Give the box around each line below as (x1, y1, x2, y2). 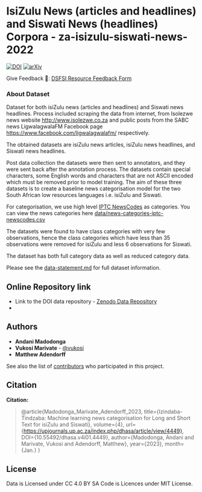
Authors (6, 322, 38, 332)
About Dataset (6, 90, 50, 98)
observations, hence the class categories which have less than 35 (6, 234, 171, 242)
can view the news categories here (6, 210, 93, 217)
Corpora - (6, 30, 56, 44)
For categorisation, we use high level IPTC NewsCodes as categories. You (6, 203, 191, 210)
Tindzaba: (21, 414, 46, 422)
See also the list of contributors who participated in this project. (6, 362, 165, 370)
